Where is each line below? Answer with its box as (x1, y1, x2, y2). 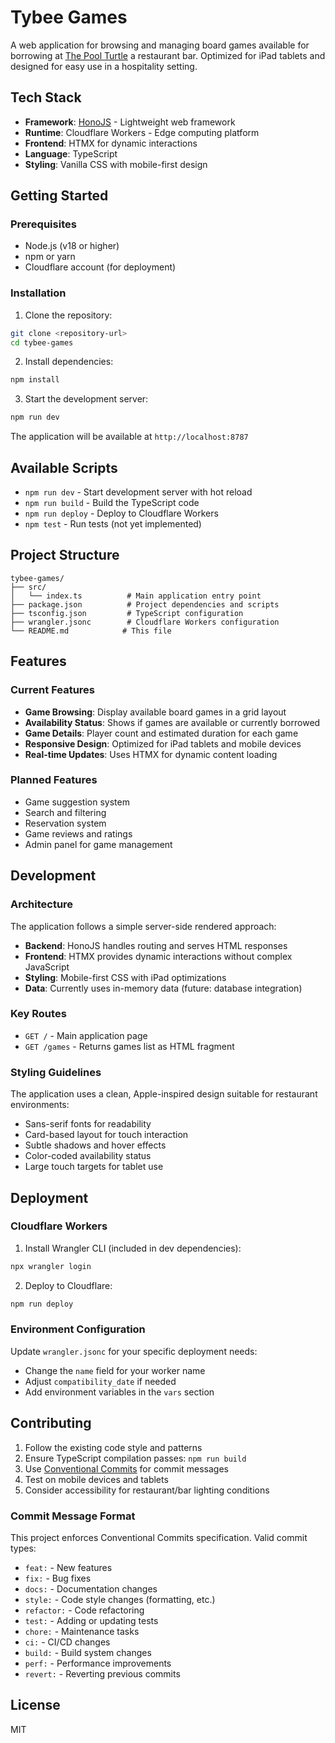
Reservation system (24, 817, 107, 829)
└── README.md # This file (10, 626, 172, 636)
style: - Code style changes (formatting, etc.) (24, 1593, 216, 1605)
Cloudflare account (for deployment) (24, 261, 177, 273)
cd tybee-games (10, 337, 74, 348)
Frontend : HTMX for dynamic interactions (24, 137, 198, 149)
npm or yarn (24, 251, 76, 263)
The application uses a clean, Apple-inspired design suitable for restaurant (10, 1088, 318, 1100)
